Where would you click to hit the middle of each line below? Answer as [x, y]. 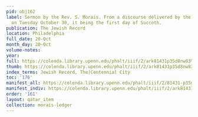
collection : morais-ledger [39, 105]
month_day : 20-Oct [29, 45]
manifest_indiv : [26, 89]
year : [13, 56]
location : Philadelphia [35, 34]
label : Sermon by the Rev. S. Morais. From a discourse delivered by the [99, 17]
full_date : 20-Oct [29, 39]
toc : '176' [19, 77]
